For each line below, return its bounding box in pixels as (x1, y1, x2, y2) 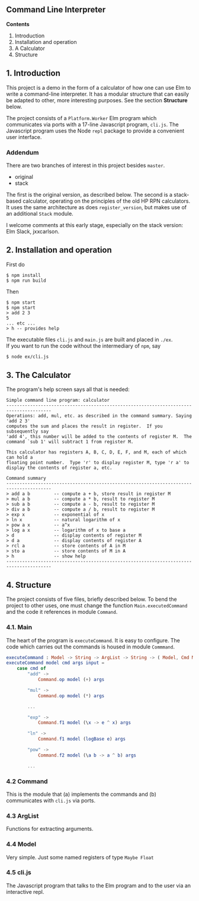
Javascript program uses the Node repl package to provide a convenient (6, 127, 185, 134)
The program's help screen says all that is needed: (6, 386, 130, 393)
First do (6, 261, 25, 268)
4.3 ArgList (6, 811, 39, 820)
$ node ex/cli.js (6, 354, 49, 360)
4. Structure (6, 579, 52, 590)
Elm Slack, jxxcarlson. (6, 228, 60, 235)
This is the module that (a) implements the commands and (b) (6, 790, 157, 798)
